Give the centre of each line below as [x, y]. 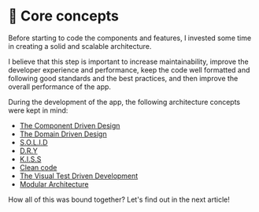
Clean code [38, 167]
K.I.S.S [30, 159]
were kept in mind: [38, 110]
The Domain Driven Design [63, 134]
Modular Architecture [54, 184]
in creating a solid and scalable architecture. [80, 46]
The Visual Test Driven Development [79, 176]
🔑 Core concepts [64, 16]
